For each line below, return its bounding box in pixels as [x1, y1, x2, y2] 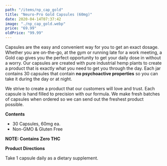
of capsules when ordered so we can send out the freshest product [5, 96, 144, 102]
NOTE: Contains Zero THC [5, 136, 61, 142]
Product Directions [5, 146, 45, 151]
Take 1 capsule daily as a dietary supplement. [5, 155, 99, 161]
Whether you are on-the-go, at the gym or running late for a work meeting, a [5, 49, 162, 55]
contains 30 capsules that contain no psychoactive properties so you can [5, 71, 159, 76]
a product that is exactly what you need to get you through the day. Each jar [5, 65, 161, 71]
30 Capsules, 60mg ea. [12, 121, 61, 127]
